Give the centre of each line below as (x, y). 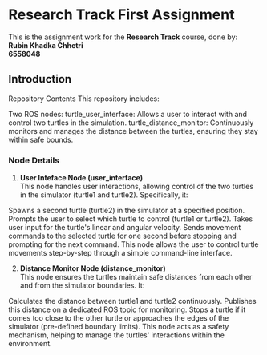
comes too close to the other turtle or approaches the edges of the (119, 318)
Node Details (34, 160)
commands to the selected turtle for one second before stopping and (122, 236)
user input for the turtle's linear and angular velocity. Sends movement (125, 228)
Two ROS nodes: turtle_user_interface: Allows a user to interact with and (127, 114)
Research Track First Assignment (121, 15)
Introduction (40, 79)
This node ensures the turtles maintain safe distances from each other (136, 277)
